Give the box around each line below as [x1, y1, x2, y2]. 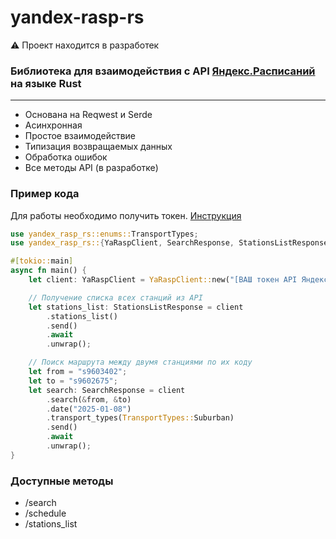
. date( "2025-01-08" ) [46, 404, 132, 414]
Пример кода [10, 187, 80, 201]
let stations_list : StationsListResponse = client [28, 302, 244, 312]
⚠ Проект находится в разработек [10, 39, 160, 51]
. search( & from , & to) [46, 394, 132, 405]
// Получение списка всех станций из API [28, 292, 203, 303]
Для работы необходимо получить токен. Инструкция [10, 209, 242, 221]
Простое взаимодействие [24, 130, 136, 142]
